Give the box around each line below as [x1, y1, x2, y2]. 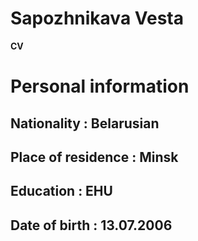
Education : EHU [10, 183, 113, 200]
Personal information [10, 75, 190, 98]
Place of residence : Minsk [10, 148, 179, 166]
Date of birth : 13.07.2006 [10, 217, 173, 234]
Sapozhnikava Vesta [10, 7, 184, 30]
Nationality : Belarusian [10, 115, 160, 132]
